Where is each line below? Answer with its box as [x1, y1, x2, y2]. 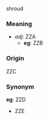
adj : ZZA [14, 33, 36, 40]
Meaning [6, 20, 32, 28]
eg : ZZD [6, 96, 26, 103]
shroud [6, 5, 24, 12]
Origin [6, 54, 25, 63]
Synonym [6, 82, 34, 91]
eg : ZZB [23, 40, 43, 47]
